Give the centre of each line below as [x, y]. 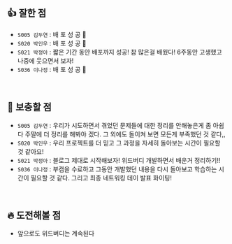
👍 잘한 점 [27, 13]
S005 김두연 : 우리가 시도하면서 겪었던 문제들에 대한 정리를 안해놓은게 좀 [114, 125]
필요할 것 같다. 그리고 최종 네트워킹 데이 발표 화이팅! [101, 178]
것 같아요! [30, 151]
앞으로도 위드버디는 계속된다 [56, 234]
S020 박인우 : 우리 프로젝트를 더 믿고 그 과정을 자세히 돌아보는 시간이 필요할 [119, 143]
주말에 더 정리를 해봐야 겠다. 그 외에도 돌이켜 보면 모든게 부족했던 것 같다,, [125, 134]
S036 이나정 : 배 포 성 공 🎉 [52, 69]
